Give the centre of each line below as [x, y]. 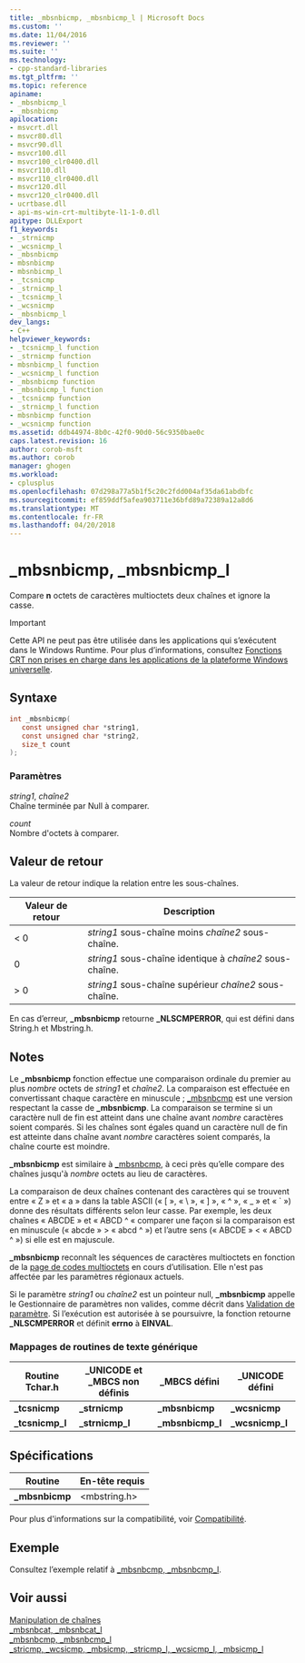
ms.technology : [38, 60]
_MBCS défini [189, 1382]
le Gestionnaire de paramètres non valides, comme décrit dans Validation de [152, 1304]
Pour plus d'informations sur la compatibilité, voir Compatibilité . [128, 1519]
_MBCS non [113, 1382]
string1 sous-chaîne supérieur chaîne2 [172, 985]
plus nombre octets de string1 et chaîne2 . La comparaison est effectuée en [150, 1089]
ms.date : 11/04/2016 [49, 35]
